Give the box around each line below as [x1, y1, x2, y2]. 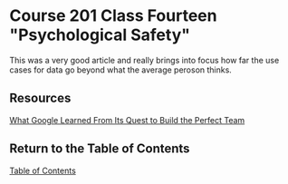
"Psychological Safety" [9, 24, 190, 45]
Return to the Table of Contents [9, 141, 190, 157]
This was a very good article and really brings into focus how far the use [9, 54, 280, 65]
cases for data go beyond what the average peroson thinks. [9, 64, 233, 75]
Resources [9, 91, 72, 106]
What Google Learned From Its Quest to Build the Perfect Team [9, 114, 245, 125]
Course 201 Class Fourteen [9, 5, 217, 26]
